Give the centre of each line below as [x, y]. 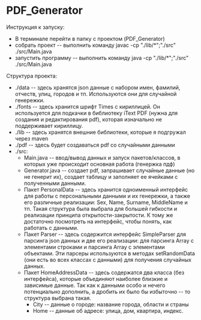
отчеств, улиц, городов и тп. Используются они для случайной [96, 94]
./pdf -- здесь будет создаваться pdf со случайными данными [95, 145]
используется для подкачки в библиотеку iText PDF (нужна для [96, 113]
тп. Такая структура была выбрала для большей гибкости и [100, 208]
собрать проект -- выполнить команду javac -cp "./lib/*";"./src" [95, 45]
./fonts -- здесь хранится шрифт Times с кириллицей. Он [87, 106]
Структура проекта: [32, 76]
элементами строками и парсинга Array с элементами [94, 247]
